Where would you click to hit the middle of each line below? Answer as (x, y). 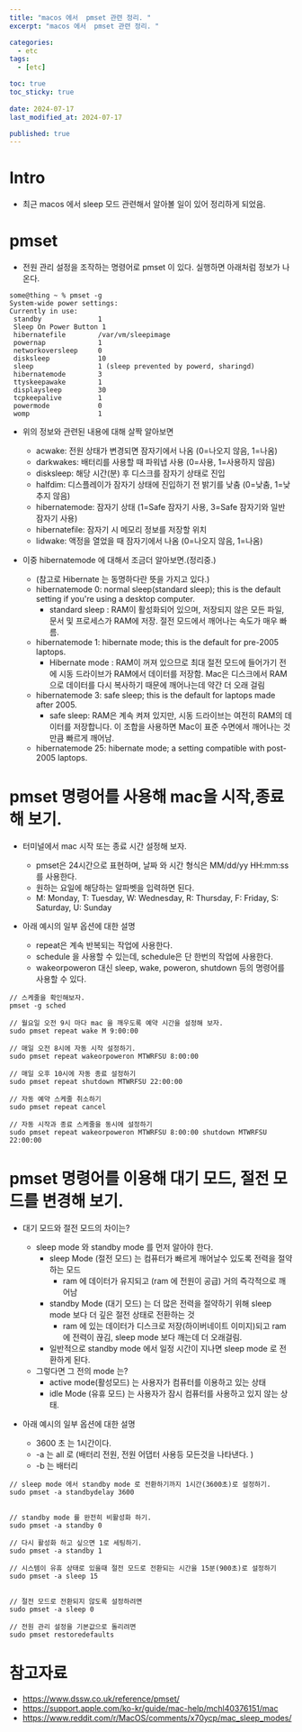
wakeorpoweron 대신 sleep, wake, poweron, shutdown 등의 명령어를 (160, 968)
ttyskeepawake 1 (58, 383)
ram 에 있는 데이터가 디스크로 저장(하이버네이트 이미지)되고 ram (174, 1326)
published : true (40, 133)
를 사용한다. (56, 877)
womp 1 (58, 414)
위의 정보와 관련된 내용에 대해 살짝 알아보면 (98, 432)
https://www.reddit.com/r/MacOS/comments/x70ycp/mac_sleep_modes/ (157, 1718)
